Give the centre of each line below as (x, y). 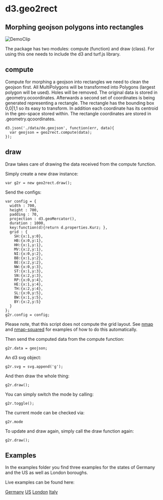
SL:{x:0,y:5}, (29, 293)
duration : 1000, (28, 223)
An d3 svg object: (23, 357)
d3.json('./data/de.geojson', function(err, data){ (60, 128)
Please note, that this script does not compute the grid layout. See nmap (79, 324)
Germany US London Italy (32, 492)
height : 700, (24, 210)
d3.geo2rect (31, 9)
